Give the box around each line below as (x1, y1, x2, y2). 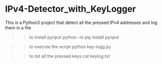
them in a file (5, 24, 31, 30)
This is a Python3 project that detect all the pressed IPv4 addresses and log (5, 20, 158, 25)
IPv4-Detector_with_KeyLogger (5, 3, 136, 15)
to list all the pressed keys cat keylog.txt (29, 53, 110, 59)
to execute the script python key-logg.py (29, 43, 111, 49)
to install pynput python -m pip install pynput (29, 34, 120, 40)
